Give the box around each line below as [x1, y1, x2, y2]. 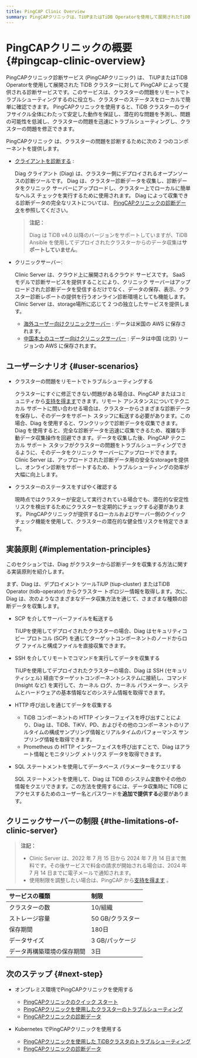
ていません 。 [49, 246, 81, 253]
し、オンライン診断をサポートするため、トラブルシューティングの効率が [14, 464, 189, 471]
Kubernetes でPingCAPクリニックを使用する [14, 1025, 122, 1032]
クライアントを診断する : [14, 158, 74, 165]
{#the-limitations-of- [100, 816, 179, 826]
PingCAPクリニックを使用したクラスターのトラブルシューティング [23, 1005, 184, 1012]
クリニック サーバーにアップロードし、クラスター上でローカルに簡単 [25, 185, 191, 192]
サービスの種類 [9, 892, 51, 900]
